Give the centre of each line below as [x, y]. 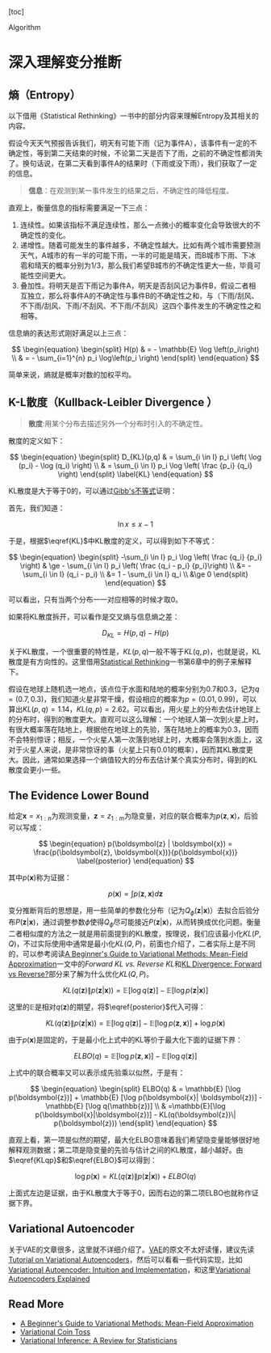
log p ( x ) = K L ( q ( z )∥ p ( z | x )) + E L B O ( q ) [135, 1176]
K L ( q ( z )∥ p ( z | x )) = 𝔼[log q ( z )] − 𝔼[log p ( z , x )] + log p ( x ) [135, 1023]
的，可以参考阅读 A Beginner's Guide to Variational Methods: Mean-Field [128, 953]
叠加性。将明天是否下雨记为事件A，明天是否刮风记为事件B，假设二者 [134, 285]
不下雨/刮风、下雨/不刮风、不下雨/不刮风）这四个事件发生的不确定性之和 [140, 306]
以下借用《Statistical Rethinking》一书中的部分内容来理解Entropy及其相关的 [134, 116]
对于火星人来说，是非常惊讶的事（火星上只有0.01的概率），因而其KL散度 [127, 749]
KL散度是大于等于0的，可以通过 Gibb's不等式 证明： [93, 490]
